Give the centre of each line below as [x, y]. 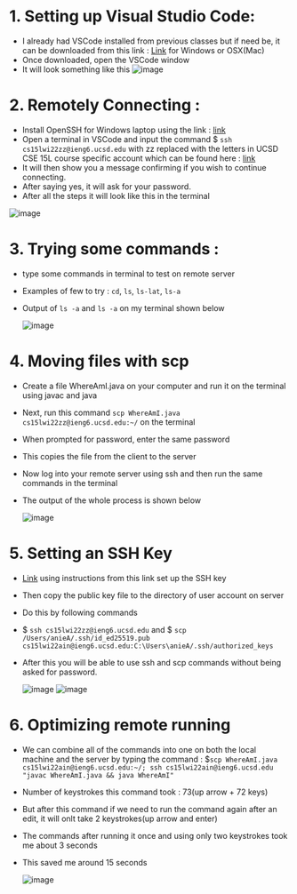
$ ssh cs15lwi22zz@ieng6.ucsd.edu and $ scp [104, 629]
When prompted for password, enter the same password [126, 439]
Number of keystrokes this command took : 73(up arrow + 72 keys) [145, 792]
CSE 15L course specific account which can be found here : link [139, 158]
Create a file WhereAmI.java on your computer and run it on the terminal [154, 386]
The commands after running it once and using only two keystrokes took [155, 835]
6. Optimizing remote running [120, 725]
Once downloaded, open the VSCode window [105, 60]
